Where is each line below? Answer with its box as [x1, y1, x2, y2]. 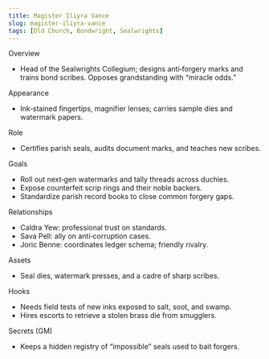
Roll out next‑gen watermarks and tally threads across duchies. [19, 174, 230, 185]
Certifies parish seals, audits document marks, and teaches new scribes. [19, 144, 261, 153]
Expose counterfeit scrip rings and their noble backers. [19, 183, 202, 193]
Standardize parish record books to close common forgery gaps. [19, 192, 234, 202]
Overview [8, 49, 40, 59]
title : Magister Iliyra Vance [8, 11, 110, 20]
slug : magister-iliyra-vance [8, 19, 106, 27]
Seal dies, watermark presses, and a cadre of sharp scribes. [19, 271, 220, 281]
